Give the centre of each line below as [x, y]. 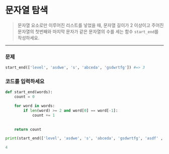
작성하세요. [28, 38]
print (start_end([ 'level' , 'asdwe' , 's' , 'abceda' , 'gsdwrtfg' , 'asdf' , [84, 138]
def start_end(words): [29, 92]
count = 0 [25, 97]
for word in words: [35, 106]
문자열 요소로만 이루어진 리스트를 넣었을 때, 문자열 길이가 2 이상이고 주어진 [91, 25]
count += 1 [44, 115]
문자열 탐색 [27, 10]
